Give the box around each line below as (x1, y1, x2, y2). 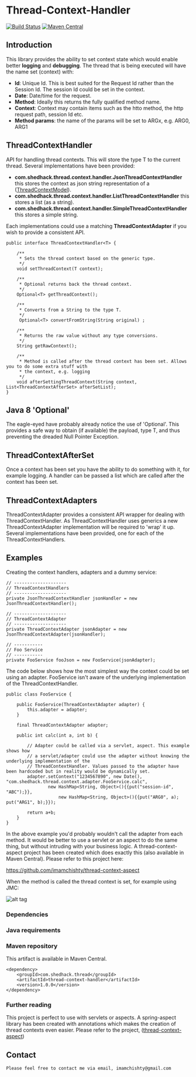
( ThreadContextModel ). (14, 186, 71, 193)
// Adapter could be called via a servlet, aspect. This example (27, 742, 190, 748)
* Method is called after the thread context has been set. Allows (19, 358, 187, 364)
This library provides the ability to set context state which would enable (6, 55, 178, 62)
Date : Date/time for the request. (14, 92, 92, 99)
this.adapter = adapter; (27, 707, 88, 713)
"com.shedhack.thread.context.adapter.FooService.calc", (6, 778, 148, 785)
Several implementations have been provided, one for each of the (6, 530, 164, 537)
